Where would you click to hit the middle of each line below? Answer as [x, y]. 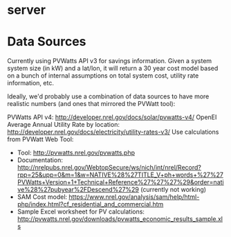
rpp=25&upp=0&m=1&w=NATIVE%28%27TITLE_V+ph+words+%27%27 [120, 175]
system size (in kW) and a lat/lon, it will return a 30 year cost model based [113, 69]
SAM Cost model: [42, 197]
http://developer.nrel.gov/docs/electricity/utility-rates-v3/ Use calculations [113, 132]
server [27, 10]
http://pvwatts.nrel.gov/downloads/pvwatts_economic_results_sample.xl [120, 219]
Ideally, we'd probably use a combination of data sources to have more [108, 96]
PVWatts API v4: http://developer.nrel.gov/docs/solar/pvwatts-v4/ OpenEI [112, 117]
